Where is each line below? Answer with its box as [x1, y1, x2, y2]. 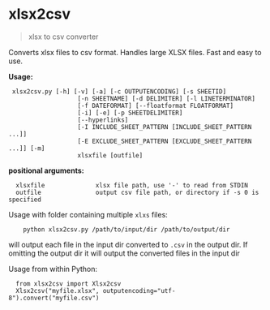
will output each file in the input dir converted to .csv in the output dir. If [8, 239, 249, 249]
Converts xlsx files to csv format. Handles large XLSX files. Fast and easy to [8, 47, 262, 57]
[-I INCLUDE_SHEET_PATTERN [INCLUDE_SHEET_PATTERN [77, 123, 252, 131]
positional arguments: [8, 166, 84, 175]
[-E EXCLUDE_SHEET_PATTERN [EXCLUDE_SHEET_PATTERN [77, 137, 252, 145]
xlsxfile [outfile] [77, 151, 144, 159]
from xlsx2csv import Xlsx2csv [15, 279, 122, 288]
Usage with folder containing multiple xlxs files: [8, 209, 168, 219]
